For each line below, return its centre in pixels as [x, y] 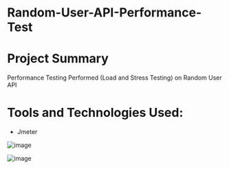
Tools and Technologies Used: [95, 113]
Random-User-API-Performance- [105, 13]
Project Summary [58, 59]
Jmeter [27, 132]
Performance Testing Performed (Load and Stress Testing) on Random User [115, 78]
